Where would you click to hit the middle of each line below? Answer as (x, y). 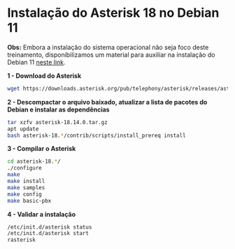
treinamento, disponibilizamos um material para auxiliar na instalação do (111, 55)
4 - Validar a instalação (42, 214)
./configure (24, 168)
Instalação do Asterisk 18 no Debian (113, 13)
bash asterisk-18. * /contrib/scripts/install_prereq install (97, 135)
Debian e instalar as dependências (58, 109)
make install (26, 181)
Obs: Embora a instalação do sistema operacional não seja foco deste (108, 47)
